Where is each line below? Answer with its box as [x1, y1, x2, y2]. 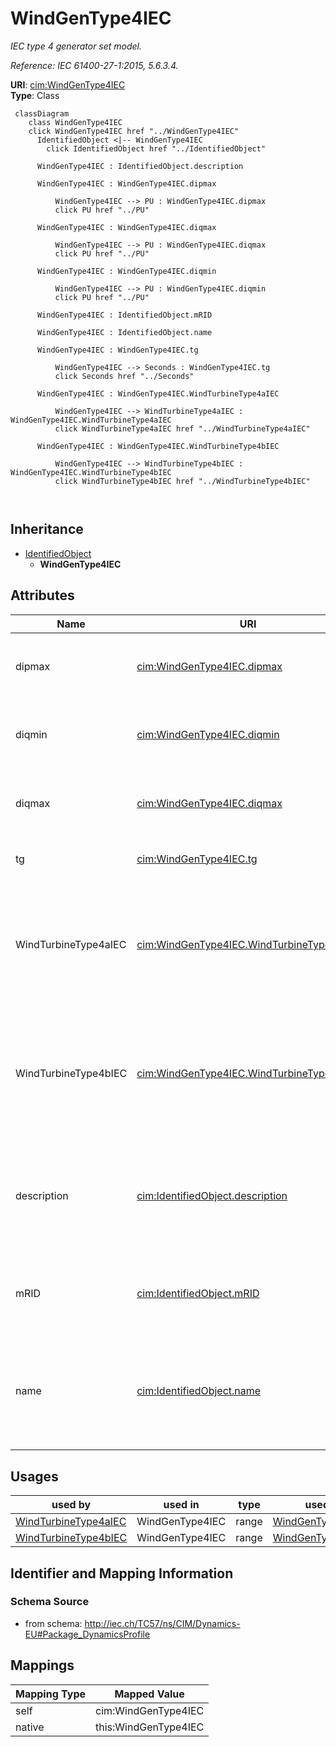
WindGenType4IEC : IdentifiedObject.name [36, 327, 213, 337]
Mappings [10, 1657, 75, 1674]
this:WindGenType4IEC [95, 1720, 205, 1734]
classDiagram [14, 108, 70, 119]
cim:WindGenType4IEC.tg [136, 852, 258, 866]
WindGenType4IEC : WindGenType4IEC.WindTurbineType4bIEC [36, 441, 280, 451]
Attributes [10, 587, 75, 604]
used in [163, 1498, 200, 1512]
